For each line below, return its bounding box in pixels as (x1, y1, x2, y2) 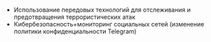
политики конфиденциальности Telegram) (13, 27, 137, 35)
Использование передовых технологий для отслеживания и (13, 6, 191, 14)
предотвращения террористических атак (13, 13, 136, 21)
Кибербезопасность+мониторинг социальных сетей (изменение (13, 20, 205, 28)
